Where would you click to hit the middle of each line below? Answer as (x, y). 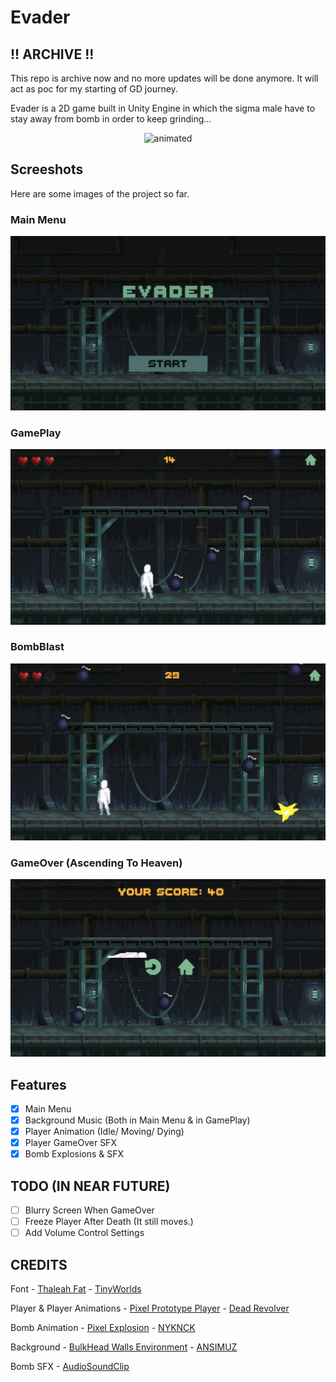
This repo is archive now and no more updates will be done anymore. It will (164, 78)
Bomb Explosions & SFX (74, 1154)
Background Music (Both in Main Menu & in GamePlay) (137, 1120)
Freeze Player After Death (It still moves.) (109, 1222)
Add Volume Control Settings (84, 1233)
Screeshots (47, 169)
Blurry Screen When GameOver (89, 1210)
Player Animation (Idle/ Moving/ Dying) (104, 1132)
